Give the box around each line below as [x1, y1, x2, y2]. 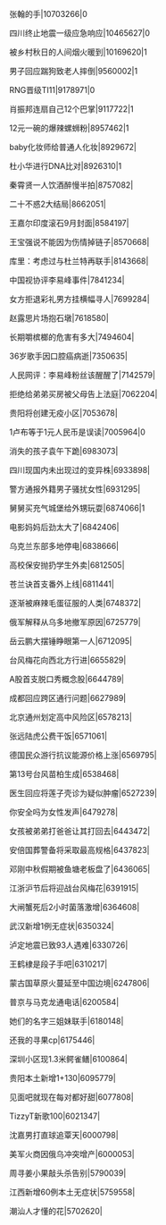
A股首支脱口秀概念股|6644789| [9, 674, 125, 684]
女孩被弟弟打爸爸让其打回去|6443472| [9, 826, 151, 836]
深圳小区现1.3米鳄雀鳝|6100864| [9, 1054, 128, 1064]
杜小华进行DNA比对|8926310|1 [9, 161, 122, 171]
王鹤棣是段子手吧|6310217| [9, 959, 108, 969]
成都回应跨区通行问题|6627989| [9, 693, 127, 703]
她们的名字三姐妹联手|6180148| [9, 1016, 124, 1026]
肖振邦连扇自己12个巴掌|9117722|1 [9, 104, 134, 114]
